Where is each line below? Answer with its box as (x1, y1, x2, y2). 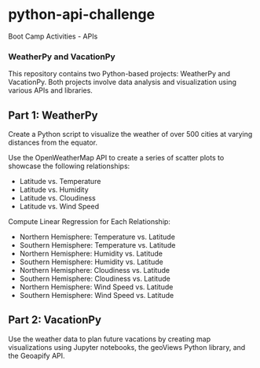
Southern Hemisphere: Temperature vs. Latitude (19, 241, 176, 250)
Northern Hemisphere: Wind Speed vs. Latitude (19, 282, 174, 292)
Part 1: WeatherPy (8, 109, 98, 122)
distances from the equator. (8, 138, 98, 147)
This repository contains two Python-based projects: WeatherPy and (8, 69, 230, 79)
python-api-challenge (8, 6, 156, 24)
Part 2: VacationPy (8, 313, 102, 327)
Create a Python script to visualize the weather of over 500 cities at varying (8, 130, 253, 139)
